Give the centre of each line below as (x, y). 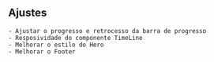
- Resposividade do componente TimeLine (76, 38)
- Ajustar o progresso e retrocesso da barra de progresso (107, 31)
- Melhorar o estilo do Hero (56, 45)
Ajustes (28, 13)
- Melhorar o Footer (42, 51)
